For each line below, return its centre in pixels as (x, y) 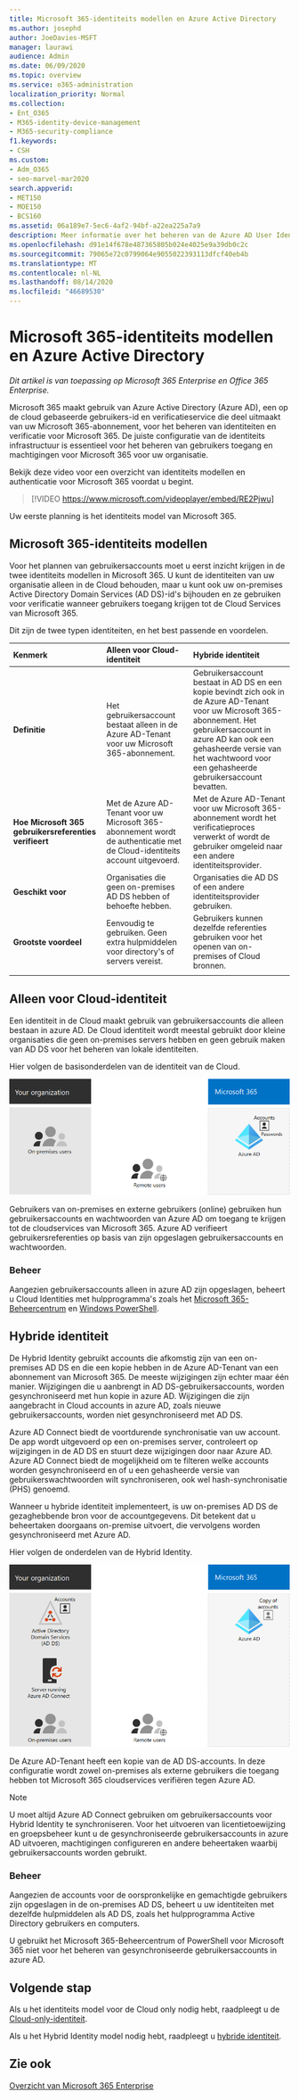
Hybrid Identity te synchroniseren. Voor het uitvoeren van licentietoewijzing (148, 1823)
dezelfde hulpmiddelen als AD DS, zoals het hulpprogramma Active (132, 1914)
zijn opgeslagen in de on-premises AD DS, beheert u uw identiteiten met (141, 1905)
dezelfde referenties (230, 928)
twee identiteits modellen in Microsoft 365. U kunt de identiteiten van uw (142, 575)
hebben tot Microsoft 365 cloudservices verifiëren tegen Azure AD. (133, 1780)
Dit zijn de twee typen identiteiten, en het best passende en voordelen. (139, 630)
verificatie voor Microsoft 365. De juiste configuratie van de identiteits (137, 435)
